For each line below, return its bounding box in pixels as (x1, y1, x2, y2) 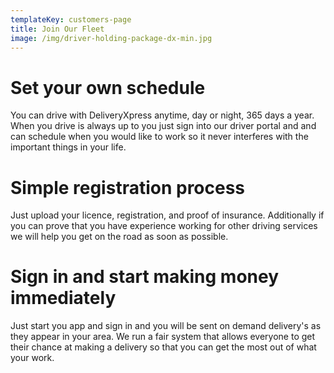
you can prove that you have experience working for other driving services (10, 220, 318, 232)
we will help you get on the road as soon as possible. (10, 231, 229, 243)
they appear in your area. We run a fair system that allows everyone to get (10, 331, 316, 343)
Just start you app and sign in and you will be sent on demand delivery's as (10, 320, 322, 332)
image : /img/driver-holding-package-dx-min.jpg (10, 33, 213, 43)
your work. (10, 352, 55, 364)
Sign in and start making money (10, 266, 280, 288)
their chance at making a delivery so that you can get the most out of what (10, 341, 317, 353)
